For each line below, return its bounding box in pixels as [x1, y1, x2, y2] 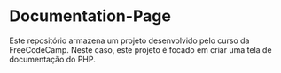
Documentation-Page [9, 6, 171, 26]
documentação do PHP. [9, 54, 96, 64]
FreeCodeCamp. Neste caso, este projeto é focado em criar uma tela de [9, 44, 272, 55]
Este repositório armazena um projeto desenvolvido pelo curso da [9, 35, 250, 46]
